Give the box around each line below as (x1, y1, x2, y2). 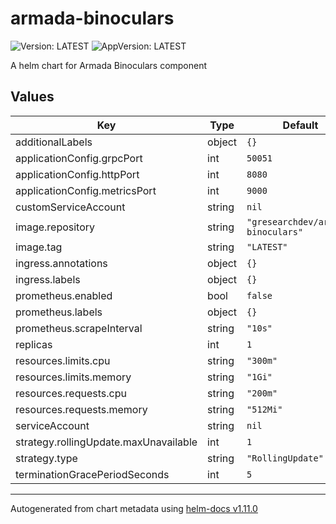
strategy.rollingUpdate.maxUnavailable (15, 435, 198, 449)
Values (10, 88, 55, 106)
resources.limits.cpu (15, 353, 111, 367)
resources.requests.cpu (15, 386, 127, 400)
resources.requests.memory (15, 402, 148, 416)
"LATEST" (246, 241, 288, 252)
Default (282, 118, 319, 132)
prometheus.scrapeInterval (15, 321, 143, 335)
